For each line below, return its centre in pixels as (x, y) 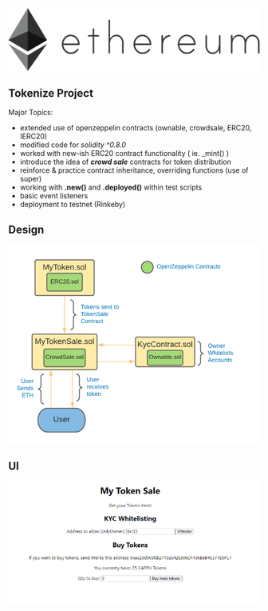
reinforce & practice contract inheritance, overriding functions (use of (134, 170)
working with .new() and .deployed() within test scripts (111, 187)
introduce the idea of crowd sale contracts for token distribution (125, 162)
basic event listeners (54, 196)
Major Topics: (31, 113)
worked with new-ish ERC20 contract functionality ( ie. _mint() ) (124, 154)
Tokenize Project (51, 93)
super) (31, 179)
